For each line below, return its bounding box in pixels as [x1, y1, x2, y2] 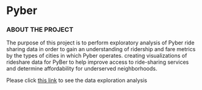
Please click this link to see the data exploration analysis [6, 77, 147, 84]
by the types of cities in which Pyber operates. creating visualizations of [6, 52, 187, 60]
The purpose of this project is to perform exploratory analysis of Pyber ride [6, 39, 195, 46]
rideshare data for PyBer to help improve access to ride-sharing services [6, 58, 189, 66]
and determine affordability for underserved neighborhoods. [6, 65, 158, 72]
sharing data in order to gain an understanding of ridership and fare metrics [6, 46, 196, 53]
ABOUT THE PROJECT [6, 26, 74, 34]
